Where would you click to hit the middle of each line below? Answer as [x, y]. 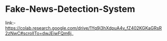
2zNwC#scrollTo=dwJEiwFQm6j [38, 33]
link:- [10, 23]
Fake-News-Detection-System [70, 9]
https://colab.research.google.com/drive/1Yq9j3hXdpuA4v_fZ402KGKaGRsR [83, 28]
